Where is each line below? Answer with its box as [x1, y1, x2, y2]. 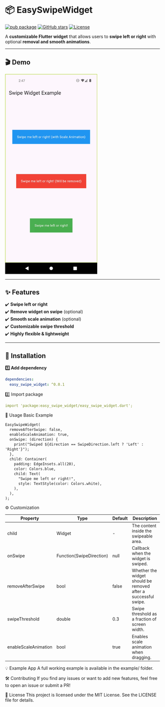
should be [132, 578, 152, 584]
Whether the [132, 567, 157, 573]
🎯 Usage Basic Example [5, 412, 53, 418]
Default [112, 515, 128, 521]
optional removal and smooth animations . [5, 38, 91, 45]
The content [132, 522, 157, 529]
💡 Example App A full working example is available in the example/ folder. [5, 665, 154, 671]
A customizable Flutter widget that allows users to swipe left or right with [5, 33, 156, 39]
